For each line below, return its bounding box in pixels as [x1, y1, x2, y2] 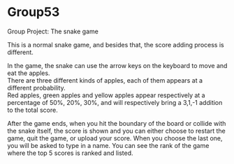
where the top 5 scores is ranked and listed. [7, 149, 134, 157]
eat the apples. [7, 69, 50, 77]
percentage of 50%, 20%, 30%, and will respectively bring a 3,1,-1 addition [7, 98, 223, 106]
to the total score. [7, 106, 58, 114]
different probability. [7, 83, 66, 92]
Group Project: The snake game [7, 27, 99, 35]
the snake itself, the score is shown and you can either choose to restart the [7, 126, 226, 135]
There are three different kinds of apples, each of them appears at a [7, 76, 203, 84]
